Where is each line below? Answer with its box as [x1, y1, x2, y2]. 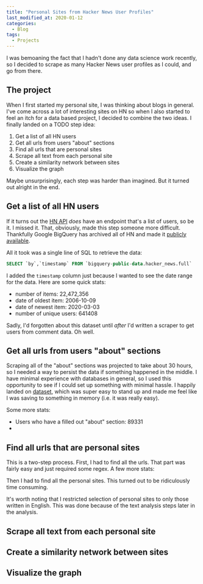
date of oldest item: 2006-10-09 [15, 296, 96, 304]
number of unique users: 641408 [15, 310, 98, 317]
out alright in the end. [6, 183, 60, 190]
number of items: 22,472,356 [15, 290, 89, 298]
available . [6, 237, 30, 244]
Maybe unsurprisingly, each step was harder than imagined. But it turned [6, 177, 190, 184]
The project [6, 85, 51, 95]
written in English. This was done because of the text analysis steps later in [6, 502, 195, 509]
